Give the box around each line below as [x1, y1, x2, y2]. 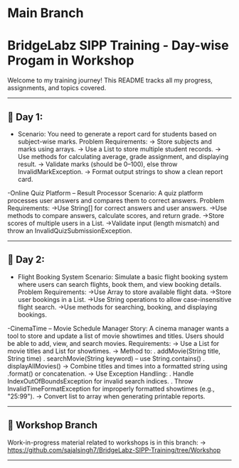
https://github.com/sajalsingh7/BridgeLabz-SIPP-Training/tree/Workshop [7, 445, 221, 454]
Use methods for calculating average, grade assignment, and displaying [17, 152, 229, 160]
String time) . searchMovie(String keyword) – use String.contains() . [7, 354, 205, 363]
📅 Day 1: [7, 111, 43, 123]
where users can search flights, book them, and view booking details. [17, 280, 222, 288]
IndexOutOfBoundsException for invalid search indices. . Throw [7, 376, 193, 385]
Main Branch [7, 5, 84, 21]
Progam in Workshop [7, 53, 134, 69]
